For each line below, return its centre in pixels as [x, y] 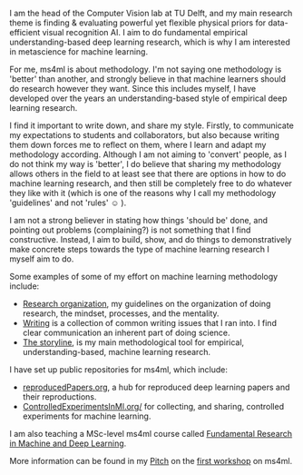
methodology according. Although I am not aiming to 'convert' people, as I [148, 154]
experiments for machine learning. [87, 416]
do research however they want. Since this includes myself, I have [133, 89]
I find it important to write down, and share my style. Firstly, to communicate [152, 125]
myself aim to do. [42, 259]
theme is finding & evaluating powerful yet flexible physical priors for [138, 23]
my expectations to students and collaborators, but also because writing [144, 135]
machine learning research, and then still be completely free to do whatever [151, 183]
